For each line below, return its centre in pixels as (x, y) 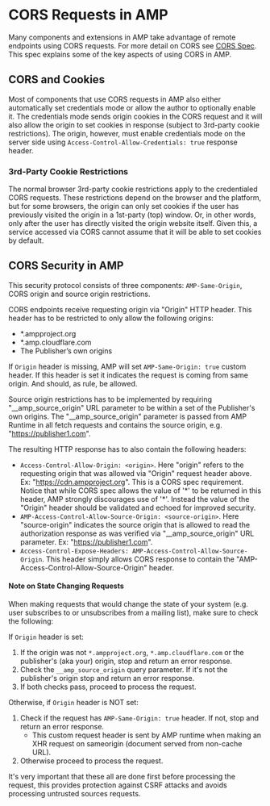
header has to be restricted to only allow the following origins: (111, 318)
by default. (26, 240)
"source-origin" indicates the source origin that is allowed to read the (135, 524)
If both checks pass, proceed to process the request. (108, 687)
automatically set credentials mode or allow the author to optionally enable (132, 107)
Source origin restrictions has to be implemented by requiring (110, 399)
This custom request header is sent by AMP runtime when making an (147, 735)
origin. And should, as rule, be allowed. (73, 383)
